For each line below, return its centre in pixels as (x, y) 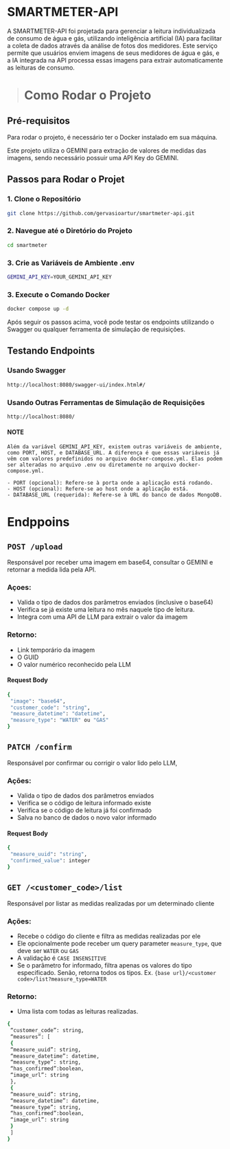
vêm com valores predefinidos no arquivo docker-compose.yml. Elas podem (115, 459)
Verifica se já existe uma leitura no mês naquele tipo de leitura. (106, 610)
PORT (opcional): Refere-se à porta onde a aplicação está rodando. (113, 483)
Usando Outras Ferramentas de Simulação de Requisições (106, 402)
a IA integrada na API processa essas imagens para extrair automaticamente (115, 60)
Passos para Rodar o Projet (66, 179)
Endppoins (38, 522)
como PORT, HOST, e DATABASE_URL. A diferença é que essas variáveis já (113, 452)
